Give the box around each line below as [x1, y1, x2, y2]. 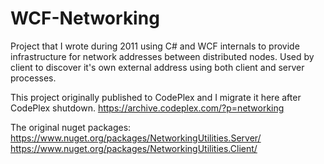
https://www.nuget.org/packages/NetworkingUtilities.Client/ [10, 142, 258, 154]
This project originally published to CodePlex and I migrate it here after [10, 91, 302, 103]
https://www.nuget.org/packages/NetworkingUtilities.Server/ [10, 132, 262, 144]
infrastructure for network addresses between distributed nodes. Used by [10, 50, 315, 62]
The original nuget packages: [10, 121, 132, 133]
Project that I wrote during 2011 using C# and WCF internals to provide [10, 40, 300, 52]
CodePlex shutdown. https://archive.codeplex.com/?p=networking [10, 102, 285, 114]
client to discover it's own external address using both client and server [10, 61, 305, 73]
